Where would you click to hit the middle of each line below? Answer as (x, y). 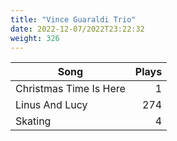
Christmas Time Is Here (70, 89)
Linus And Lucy (51, 105)
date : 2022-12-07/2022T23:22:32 (77, 29)
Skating (33, 121)
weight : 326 (35, 38)
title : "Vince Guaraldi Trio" (73, 19)
